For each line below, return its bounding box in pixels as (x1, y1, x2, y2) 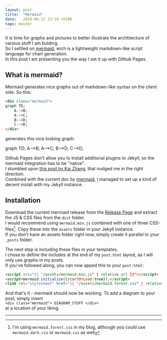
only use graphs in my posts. (5, 257, 65, 263)
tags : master (5, 21, 32, 26)
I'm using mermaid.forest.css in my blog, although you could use (12, 324, 146, 330)
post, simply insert (5, 296, 43, 302)
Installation (5, 196, 41, 205)
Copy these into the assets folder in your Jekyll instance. (17, 226, 134, 232)
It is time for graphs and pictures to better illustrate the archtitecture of (5, 35, 150, 41)
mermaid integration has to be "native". (5, 160, 85, 166)
